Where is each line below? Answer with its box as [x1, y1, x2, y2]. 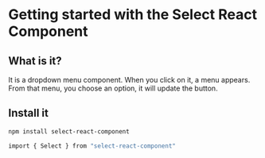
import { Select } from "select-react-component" [8, 141, 177, 150]
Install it [8, 106, 49, 120]
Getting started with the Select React [8, 6, 257, 24]
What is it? [8, 54, 62, 67]
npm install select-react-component [8, 127, 130, 136]
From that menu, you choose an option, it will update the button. [8, 83, 218, 93]
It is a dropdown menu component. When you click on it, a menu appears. [8, 75, 251, 84]
